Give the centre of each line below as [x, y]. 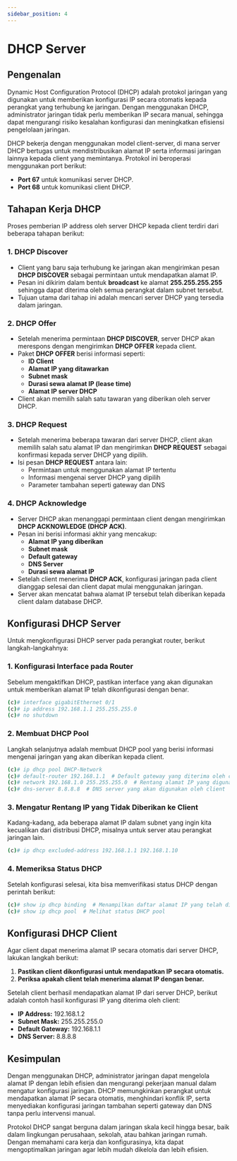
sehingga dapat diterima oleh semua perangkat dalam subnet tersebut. [121, 290]
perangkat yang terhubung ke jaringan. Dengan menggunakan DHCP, [108, 107]
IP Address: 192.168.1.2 [51, 1014]
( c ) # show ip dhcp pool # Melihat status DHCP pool [86, 911]
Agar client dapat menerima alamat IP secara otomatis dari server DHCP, [113, 950]
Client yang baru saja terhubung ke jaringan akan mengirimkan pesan [119, 267]
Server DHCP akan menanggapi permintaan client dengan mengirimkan [121, 519]
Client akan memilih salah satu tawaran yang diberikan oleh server [114, 399]
